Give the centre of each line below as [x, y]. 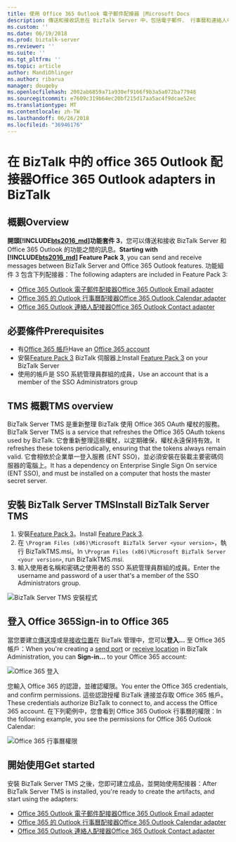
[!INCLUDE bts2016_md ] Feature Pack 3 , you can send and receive [105, 257]
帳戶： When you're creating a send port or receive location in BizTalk [107, 649]
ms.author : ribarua [36, 79]
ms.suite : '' [26, 53]
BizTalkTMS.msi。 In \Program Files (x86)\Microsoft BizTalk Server [126, 551]
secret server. [27, 481]
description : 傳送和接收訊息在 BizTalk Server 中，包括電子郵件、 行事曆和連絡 [115, 20]
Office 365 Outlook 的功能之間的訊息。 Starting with [83, 249]
